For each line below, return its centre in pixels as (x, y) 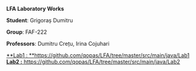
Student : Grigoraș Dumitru (40, 20)
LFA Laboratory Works (35, 9)
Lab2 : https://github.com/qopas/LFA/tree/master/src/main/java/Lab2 (93, 62)
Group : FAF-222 (27, 32)
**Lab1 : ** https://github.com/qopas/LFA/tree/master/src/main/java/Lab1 (98, 55)
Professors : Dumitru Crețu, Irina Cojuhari (58, 44)
